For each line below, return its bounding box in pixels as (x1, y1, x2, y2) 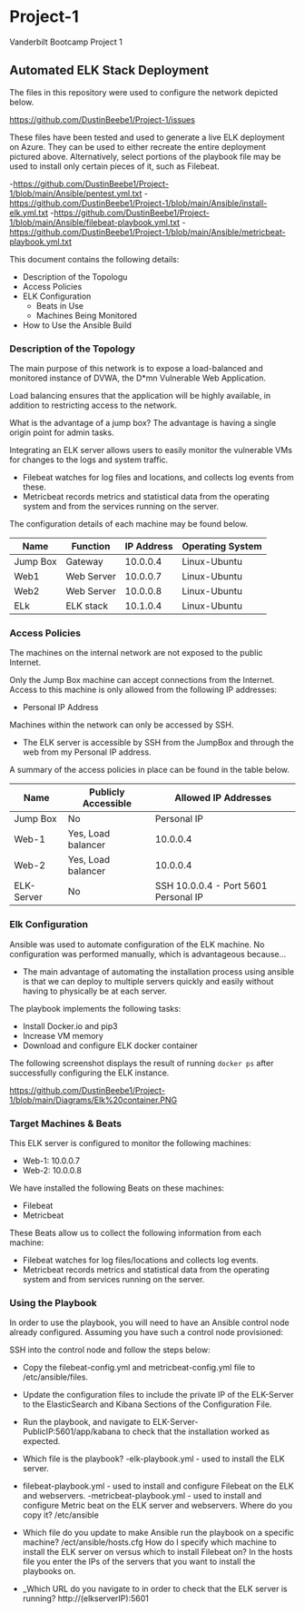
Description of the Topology (9, 342, 136, 355)
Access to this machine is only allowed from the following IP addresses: (9, 684, 278, 696)
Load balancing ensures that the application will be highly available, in (9, 391, 271, 401)
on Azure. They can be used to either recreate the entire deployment (9, 141, 266, 152)
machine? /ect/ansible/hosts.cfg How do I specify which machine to (22, 1537, 277, 1548)
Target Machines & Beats (9, 1117, 123, 1130)
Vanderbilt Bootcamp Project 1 (9, 36, 123, 47)
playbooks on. (22, 1566, 76, 1577)
